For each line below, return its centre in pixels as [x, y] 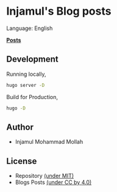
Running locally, [26, 74]
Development [33, 59]
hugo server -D [26, 85]
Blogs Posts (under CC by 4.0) [53, 182]
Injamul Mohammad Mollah [49, 142]
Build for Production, [32, 97]
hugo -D [16, 108]
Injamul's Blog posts [59, 11]
